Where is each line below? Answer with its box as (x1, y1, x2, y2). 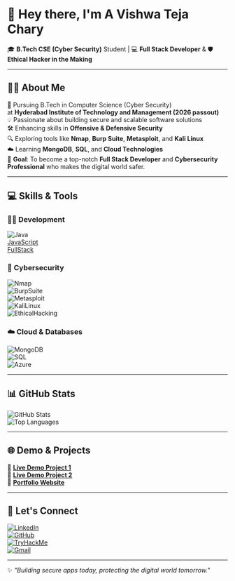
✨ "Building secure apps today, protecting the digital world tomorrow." (7, 566, 211, 575)
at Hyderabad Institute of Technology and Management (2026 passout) (7, 108, 220, 116)
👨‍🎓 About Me (7, 82, 66, 94)
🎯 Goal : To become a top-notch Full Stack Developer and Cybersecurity (7, 154, 218, 163)
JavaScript (7, 238, 38, 246)
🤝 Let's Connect (7, 505, 78, 517)
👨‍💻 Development (7, 215, 65, 225)
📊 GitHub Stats (7, 388, 76, 400)
